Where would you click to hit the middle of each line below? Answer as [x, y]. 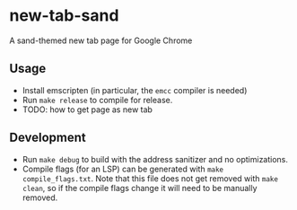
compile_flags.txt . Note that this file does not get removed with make [150, 178]
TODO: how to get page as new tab [87, 109]
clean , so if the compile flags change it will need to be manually [140, 188]
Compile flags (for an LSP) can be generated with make [123, 169]
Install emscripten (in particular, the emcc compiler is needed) [135, 90]
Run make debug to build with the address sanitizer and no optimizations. [155, 159]
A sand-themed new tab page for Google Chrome [101, 40]
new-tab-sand [64, 16]
